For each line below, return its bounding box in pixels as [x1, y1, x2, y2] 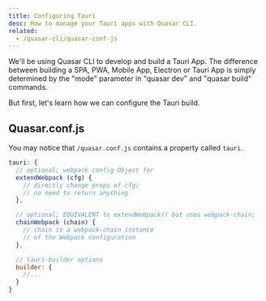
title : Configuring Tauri [8, 11, 96, 20]
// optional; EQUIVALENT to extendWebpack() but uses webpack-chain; [15, 211, 255, 219]
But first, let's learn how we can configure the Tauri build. [8, 98, 200, 108]
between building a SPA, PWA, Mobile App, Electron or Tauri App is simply [8, 66, 256, 75]
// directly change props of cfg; [23, 181, 139, 189]
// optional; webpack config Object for [15, 166, 154, 174]
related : [8, 27, 38, 35]
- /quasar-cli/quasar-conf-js [15, 34, 118, 43]
